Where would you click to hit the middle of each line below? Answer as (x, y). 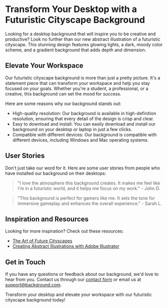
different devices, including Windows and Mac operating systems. (80, 140)
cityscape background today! (35, 300)
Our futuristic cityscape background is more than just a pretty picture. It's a (83, 78)
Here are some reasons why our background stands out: (63, 104)
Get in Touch (25, 262)
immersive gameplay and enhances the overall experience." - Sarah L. (90, 203)
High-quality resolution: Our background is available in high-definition (84, 113)
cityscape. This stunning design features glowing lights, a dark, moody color (84, 44)
